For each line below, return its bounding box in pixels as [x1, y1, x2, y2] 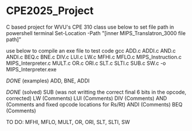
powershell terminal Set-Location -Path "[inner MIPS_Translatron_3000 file [6, 29, 186, 36]
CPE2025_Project [6, 4, 94, 18]
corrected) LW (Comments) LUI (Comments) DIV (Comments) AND [6, 95, 167, 102]
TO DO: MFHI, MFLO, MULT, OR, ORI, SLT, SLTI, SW [6, 118, 131, 125]
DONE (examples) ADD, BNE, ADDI [6, 77, 90, 84]
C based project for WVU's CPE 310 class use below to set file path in [6, 23, 174, 30]
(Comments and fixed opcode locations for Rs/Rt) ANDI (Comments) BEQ [6, 101, 183, 108]
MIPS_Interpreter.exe [6, 65, 57, 73]
